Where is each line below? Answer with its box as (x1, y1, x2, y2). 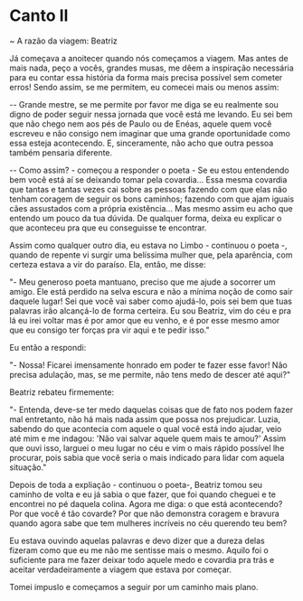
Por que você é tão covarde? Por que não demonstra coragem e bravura (9, 508, 280, 519)
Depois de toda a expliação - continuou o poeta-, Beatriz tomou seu (9, 479, 263, 490)
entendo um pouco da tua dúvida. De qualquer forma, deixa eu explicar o (9, 212, 282, 223)
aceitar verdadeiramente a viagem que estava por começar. (9, 564, 232, 575)
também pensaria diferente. (9, 146, 113, 158)
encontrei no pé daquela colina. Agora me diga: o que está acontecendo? (9, 498, 283, 509)
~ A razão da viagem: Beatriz (9, 35, 118, 46)
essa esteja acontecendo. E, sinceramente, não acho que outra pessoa (9, 137, 274, 148)
